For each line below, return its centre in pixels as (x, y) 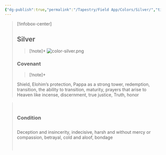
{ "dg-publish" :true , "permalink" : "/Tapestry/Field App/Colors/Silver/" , (80, 10)
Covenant (29, 64)
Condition (29, 117)
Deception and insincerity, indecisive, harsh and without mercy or (84, 132)
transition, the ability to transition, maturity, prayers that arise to (82, 89)
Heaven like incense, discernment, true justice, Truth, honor (78, 95)
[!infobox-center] (34, 24)
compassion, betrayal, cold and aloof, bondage (65, 137)
